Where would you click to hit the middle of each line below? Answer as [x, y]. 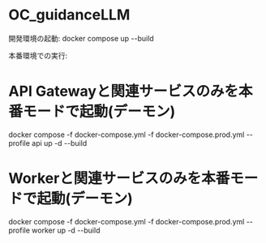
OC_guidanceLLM [69, 15]
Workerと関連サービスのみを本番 [119, 179]
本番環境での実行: [38, 55]
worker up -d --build [66, 230]
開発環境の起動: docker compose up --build [81, 38]
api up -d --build [60, 143]
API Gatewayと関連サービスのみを [124, 92]
